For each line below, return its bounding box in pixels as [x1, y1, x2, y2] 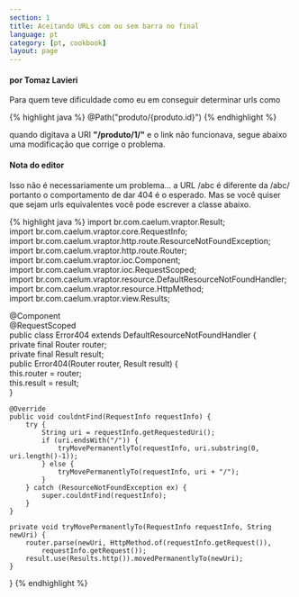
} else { [41, 459, 75, 468]
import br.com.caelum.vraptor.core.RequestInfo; [9, 226, 188, 237]
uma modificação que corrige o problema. [9, 139, 166, 149]
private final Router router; [9, 339, 107, 349]
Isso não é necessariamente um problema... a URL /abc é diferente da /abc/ [9, 179, 290, 190]
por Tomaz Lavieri [9, 74, 78, 86]
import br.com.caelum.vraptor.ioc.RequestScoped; [9, 264, 196, 275]
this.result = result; [9, 377, 79, 388]
